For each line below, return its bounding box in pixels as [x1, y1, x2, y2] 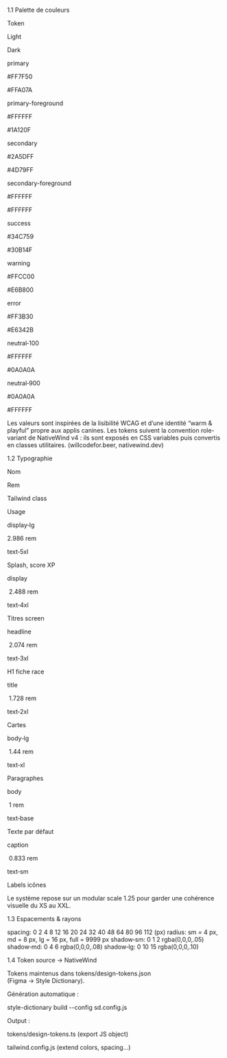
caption [7, 841, 29, 849]
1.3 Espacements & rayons [7, 915, 82, 922]
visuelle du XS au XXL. [7, 901, 71, 909]
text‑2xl [7, 708, 29, 715]
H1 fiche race [7, 667, 45, 676]
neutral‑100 [7, 339, 40, 347]
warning [7, 259, 31, 267]
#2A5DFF [7, 153, 34, 160]
